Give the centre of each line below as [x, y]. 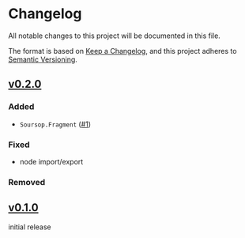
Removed [27, 182]
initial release [30, 227]
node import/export [51, 161]
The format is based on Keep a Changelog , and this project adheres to [122, 51]
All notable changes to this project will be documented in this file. [115, 36]
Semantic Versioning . [43, 59]
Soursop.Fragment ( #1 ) [55, 124]
